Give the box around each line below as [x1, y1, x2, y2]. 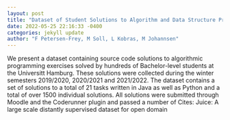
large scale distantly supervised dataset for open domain [7, 106, 168, 114]
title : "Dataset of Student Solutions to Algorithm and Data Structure [7, 16, 216, 23]
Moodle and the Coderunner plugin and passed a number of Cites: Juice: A [7, 98, 219, 106]
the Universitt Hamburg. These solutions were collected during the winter [7, 69, 214, 77]
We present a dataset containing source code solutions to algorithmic [7, 54, 203, 62]
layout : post [7, 10, 44, 17]
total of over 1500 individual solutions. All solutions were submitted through [7, 91, 219, 99]
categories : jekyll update [7, 29, 84, 36]
